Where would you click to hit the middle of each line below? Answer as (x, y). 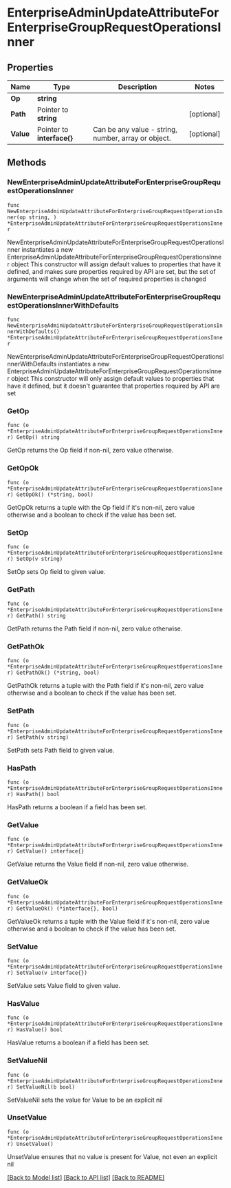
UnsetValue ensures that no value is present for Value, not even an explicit (112, 1156)
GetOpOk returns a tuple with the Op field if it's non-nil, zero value (101, 507)
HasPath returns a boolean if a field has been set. (77, 807)
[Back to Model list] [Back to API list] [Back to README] (86, 1177)
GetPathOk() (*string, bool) (58, 673)
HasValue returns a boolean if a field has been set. (78, 1042)
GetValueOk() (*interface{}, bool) (67, 909)
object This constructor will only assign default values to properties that (113, 378)
